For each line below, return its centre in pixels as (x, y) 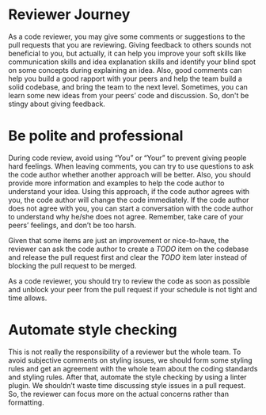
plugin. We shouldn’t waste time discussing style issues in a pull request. (127, 385)
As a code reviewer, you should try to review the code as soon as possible (129, 281)
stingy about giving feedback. (57, 104)
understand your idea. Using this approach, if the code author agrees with (129, 191)
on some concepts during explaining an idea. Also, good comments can (125, 70)
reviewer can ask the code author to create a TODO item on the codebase (129, 249)
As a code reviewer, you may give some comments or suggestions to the (127, 36)
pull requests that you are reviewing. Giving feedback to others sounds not (130, 44)
